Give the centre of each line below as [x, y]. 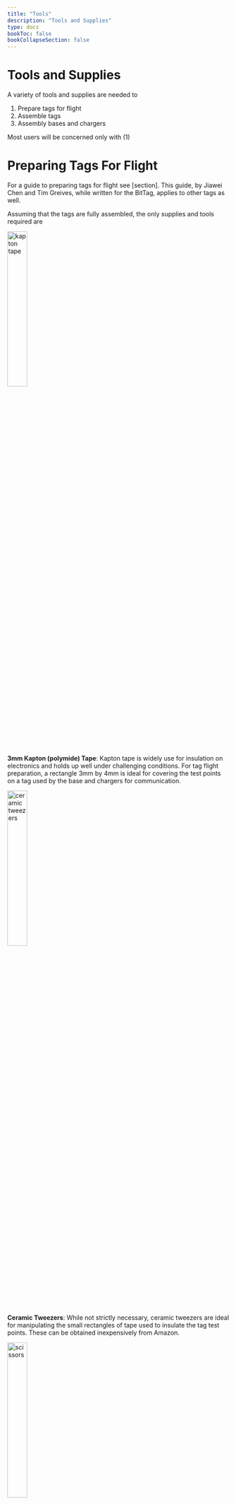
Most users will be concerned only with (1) [69, 137]
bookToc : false [30, 34]
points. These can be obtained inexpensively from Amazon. [93, 1333]
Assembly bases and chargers [62, 124]
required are [25, 221]
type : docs [23, 27]
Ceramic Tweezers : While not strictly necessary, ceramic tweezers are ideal [118, 1318]
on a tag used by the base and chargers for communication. [94, 781]
